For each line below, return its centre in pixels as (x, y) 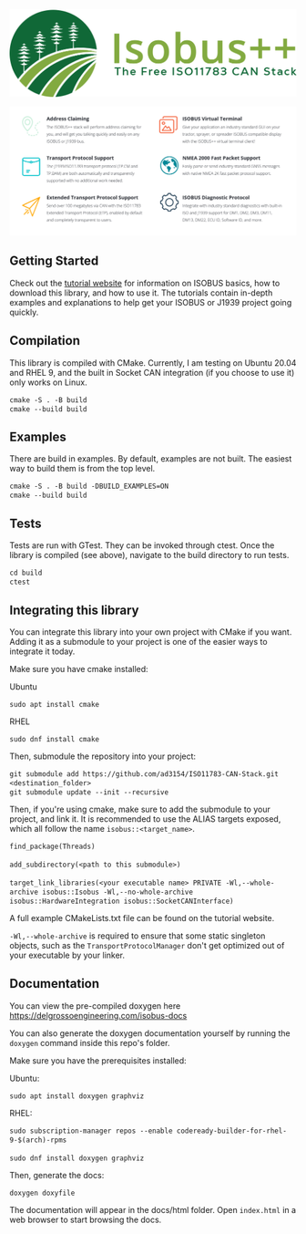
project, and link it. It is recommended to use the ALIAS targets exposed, (145, 819)
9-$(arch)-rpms (38, 1140)
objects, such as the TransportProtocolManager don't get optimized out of (147, 946)
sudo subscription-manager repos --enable (91, 1131)
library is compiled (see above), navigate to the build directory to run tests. (149, 555)
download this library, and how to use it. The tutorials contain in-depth (141, 293)
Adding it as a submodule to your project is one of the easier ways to (138, 642)
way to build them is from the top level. (82, 469)
